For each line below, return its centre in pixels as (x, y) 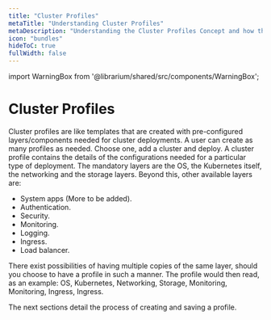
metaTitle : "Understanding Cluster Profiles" (86, 23)
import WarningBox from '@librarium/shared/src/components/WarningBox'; (134, 76)
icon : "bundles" (35, 38)
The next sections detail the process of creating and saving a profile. (123, 307)
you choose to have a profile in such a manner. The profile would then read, (134, 274)
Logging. (35, 233)
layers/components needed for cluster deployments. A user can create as (131, 140)
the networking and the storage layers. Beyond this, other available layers (130, 174)
